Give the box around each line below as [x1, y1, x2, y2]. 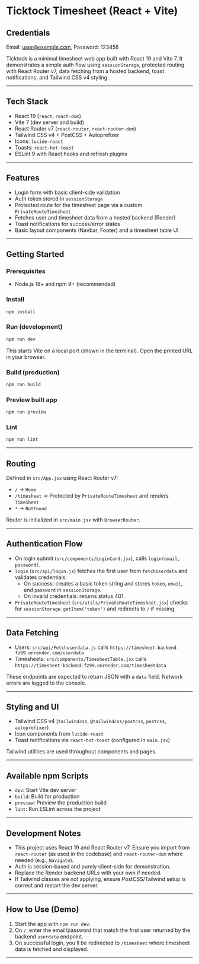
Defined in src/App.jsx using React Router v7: [6, 474, 118, 481]
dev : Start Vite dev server [14, 787, 76, 794]
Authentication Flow [6, 539, 83, 549]
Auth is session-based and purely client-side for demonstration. [14, 863, 171, 870]
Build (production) [6, 368, 60, 376]
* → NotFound [14, 504, 47, 511]
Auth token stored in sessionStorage [14, 195, 103, 202]
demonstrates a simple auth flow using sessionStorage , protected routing [6, 61, 185, 68]
